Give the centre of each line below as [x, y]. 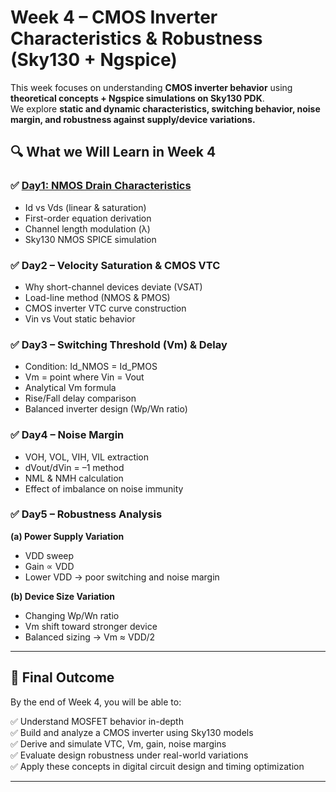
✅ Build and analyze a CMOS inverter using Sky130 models [132, 732]
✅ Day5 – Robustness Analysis [86, 514]
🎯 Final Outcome [62, 677]
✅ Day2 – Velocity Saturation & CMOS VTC [115, 265]
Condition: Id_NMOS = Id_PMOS [91, 367]
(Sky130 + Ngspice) [94, 60]
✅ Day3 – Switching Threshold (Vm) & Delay [119, 344]
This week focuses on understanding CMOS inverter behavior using [151, 87]
